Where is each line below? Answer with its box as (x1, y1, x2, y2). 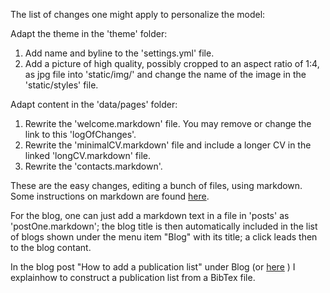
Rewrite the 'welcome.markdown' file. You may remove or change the (24, 118, 312, 129)
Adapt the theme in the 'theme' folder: (10, 28, 168, 39)
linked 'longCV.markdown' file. (24, 150, 152, 161)
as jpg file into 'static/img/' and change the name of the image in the (24, 69, 307, 80)
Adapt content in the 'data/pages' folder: (10, 99, 178, 110)
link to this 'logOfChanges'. (24, 129, 137, 140)
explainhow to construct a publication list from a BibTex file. (10, 272, 256, 283)
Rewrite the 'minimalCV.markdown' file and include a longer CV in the (24, 139, 312, 151)
